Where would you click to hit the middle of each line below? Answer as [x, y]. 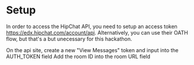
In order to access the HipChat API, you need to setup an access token [92, 26]
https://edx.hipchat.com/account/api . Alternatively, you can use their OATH [97, 32]
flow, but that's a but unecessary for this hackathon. [69, 39]
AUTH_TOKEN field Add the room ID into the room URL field [78, 56]
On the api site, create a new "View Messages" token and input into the [92, 50]
